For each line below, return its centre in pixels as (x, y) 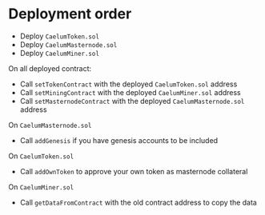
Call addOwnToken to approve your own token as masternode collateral (134, 171)
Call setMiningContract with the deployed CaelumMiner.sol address (130, 92)
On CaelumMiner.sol (41, 187)
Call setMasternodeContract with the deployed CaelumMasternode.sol (132, 101)
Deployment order (70, 14)
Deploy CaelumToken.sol (60, 36)
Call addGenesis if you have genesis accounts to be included (119, 140)
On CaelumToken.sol (41, 156)
